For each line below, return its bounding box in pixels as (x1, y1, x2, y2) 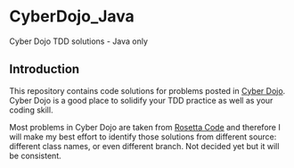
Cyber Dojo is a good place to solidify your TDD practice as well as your (9, 95, 274, 105)
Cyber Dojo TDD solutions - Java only (9, 36, 149, 46)
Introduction (9, 62, 80, 77)
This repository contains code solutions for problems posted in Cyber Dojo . (9, 85, 286, 96)
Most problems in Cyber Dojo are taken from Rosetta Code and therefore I (9, 122, 281, 132)
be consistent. (9, 150, 61, 161)
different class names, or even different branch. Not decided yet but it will (9, 140, 280, 151)
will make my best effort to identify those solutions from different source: (9, 131, 277, 142)
